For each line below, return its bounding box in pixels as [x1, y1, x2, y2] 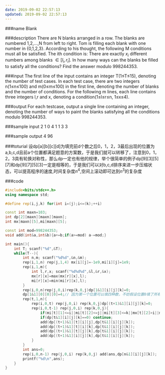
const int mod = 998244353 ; [5, 228, 58, 233]
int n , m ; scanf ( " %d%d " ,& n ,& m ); [23, 255, 87, 261]
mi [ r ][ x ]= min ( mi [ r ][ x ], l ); [31, 278, 87, 283]
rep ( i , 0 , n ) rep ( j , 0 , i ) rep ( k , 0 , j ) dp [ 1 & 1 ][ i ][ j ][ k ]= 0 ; [23, 287, 131, 293]
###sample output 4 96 [5, 133, 53, 139]
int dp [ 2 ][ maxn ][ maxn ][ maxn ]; [5, 215, 67, 220]
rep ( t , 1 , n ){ [23, 297, 48, 301]
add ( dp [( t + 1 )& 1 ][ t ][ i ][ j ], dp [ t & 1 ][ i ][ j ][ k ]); [40, 319, 135, 325]
